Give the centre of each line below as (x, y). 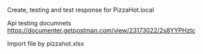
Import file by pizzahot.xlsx (46, 43)
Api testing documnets (39, 23)
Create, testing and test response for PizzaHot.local (80, 10)
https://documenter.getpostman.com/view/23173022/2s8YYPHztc (101, 30)
